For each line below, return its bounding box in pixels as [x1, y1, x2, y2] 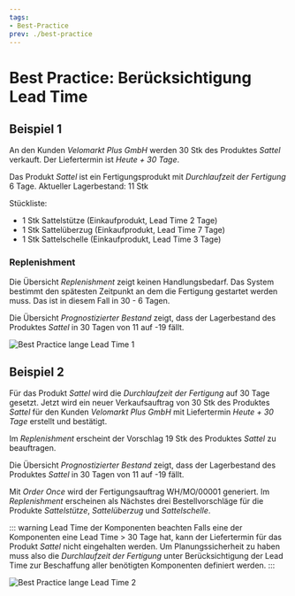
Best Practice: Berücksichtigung [9, 67, 252, 88]
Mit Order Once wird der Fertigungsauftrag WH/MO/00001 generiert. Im [9, 486, 270, 497]
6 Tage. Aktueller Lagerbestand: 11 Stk [9, 181, 148, 191]
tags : [9, 12, 29, 22]
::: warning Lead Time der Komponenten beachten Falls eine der [9, 522, 243, 533]
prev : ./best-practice [9, 29, 93, 38]
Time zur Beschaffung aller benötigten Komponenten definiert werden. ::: [9, 560, 276, 571]
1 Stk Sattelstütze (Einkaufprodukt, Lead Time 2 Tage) [21, 215, 218, 226]
